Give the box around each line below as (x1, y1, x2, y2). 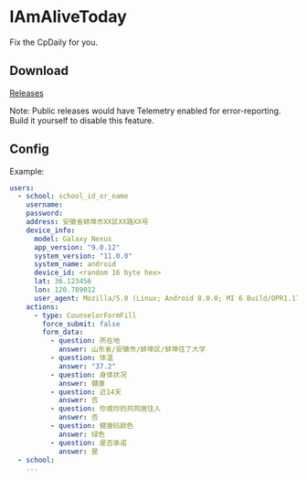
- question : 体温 (49, 354, 114, 363)
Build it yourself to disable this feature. (9, 114, 154, 125)
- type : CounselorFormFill (33, 311, 137, 320)
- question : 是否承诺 (49, 438, 128, 447)
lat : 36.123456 (33, 277, 92, 286)
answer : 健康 (58, 379, 105, 388)
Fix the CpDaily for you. (9, 37, 99, 48)
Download (9, 63, 69, 79)
